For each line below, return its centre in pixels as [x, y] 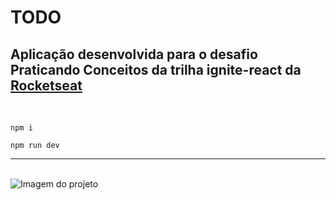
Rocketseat [46, 85]
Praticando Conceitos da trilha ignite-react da [156, 69]
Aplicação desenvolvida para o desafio [134, 54]
